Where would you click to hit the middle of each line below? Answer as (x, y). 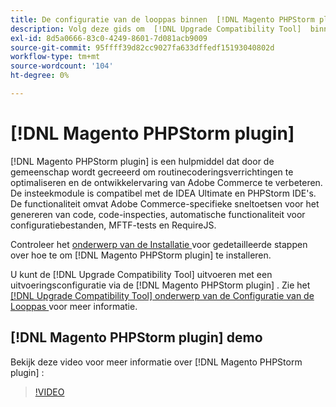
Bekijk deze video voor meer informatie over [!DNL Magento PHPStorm (156, 362)
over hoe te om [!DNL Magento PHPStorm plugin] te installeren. (141, 255)
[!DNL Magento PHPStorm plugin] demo (136, 337)
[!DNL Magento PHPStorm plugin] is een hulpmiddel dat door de (142, 161)
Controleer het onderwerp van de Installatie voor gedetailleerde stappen (159, 244)
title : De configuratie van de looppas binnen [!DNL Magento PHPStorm (162, 19)
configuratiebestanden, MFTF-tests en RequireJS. (113, 225)
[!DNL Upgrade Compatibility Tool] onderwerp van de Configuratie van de (162, 295)
